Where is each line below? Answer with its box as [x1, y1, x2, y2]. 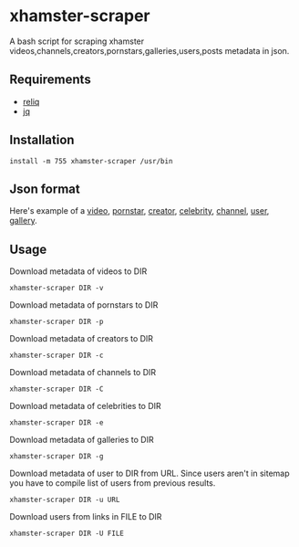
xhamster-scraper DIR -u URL [9, 495, 120, 505]
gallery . [9, 216, 38, 226]
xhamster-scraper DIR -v [9, 284, 104, 293]
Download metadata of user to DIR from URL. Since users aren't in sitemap [9, 468, 290, 479]
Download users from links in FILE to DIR [9, 511, 162, 522]
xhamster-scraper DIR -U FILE [9, 529, 125, 539]
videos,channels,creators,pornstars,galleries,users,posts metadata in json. [9, 45, 290, 56]
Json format [9, 181, 80, 196]
